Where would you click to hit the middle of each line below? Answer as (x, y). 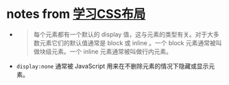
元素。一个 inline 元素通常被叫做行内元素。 (112, 51)
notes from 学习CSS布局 (76, 14)
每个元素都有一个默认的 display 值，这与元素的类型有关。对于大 (123, 34)
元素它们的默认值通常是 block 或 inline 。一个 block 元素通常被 (128, 42)
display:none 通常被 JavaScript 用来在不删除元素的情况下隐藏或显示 (112, 66)
